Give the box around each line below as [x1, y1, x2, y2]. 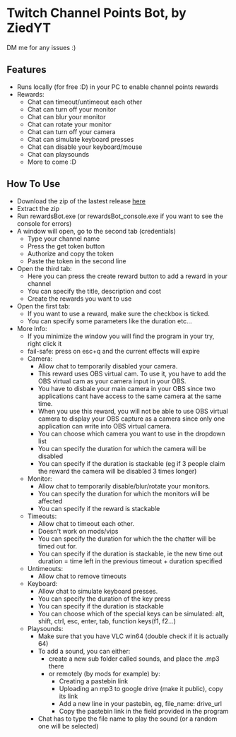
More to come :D [27, 157, 77, 166]
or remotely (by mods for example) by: [48, 669, 160, 678]
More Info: [16, 324, 47, 332]
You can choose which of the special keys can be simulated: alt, [37, 609, 225, 618]
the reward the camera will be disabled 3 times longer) [37, 467, 197, 475]
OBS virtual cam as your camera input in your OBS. [37, 376, 187, 385]
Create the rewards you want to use [27, 294, 132, 303]
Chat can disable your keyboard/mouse [27, 143, 143, 151]
